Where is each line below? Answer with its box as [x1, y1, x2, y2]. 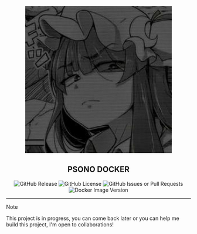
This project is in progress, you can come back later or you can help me [6, 215, 180, 222]
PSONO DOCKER [67, 165, 130, 175]
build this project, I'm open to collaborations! [6, 220, 114, 228]
